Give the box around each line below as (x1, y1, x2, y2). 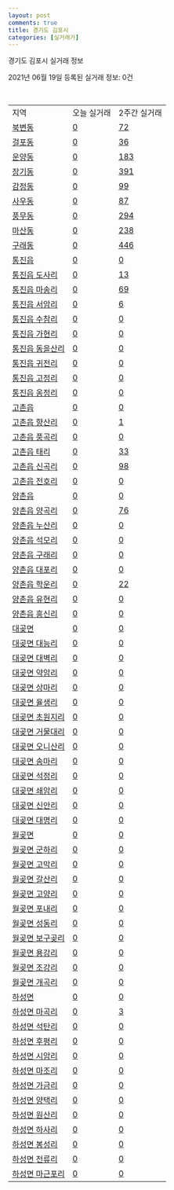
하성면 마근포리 (12, 1169, 65, 1180)
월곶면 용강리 (12, 948, 58, 959)
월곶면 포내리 (12, 903, 58, 914)
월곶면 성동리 (12, 918, 58, 929)
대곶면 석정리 (12, 771, 58, 782)
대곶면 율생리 (12, 697, 58, 708)
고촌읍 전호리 (12, 476, 58, 487)
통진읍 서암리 (12, 299, 58, 310)
